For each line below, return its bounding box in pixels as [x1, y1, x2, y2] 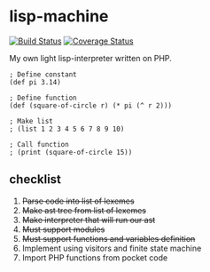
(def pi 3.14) [9, 77, 62, 86]
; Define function [9, 93, 77, 102]
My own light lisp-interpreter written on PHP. [9, 52, 173, 63]
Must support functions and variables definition [21, 233, 196, 244]
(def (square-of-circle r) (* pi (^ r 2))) [9, 100, 173, 110]
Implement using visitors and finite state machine [21, 243, 202, 253]
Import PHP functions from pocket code [21, 252, 168, 263]
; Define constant [9, 69, 77, 79]
